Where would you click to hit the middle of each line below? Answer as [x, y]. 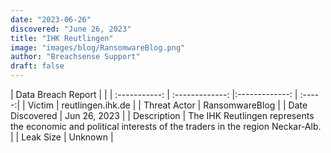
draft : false [37, 66]
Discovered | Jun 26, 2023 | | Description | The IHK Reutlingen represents [162, 115]
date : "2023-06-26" [51, 19]
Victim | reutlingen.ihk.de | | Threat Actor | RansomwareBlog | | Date [167, 105]
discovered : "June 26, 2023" [71, 29]
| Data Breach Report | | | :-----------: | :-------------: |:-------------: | [154, 94]
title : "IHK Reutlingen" [62, 38]
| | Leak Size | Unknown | [62, 137]
